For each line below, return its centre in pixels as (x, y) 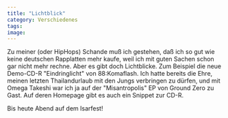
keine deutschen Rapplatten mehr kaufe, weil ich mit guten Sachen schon (111, 59)
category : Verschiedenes (42, 20)
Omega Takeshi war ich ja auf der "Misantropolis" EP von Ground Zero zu (111, 88)
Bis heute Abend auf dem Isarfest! (55, 108)
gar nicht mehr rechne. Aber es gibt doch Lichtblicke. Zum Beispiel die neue (114, 66)
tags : (15, 26)
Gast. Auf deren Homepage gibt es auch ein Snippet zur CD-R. (96, 95)
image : (16, 32)
